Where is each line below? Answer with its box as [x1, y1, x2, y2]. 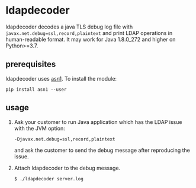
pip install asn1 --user [5, 87, 67, 93]
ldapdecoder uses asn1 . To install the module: [5, 75, 117, 82]
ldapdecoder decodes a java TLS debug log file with [5, 23, 133, 30]
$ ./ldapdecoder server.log [14, 176, 83, 181]
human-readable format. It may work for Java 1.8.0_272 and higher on [5, 36, 176, 43]
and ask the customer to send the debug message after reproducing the [14, 146, 190, 154]
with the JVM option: [14, 125, 66, 132]
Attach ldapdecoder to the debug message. [14, 164, 121, 171]
